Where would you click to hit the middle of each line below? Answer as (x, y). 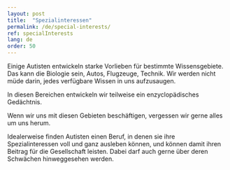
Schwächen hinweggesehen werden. (60, 159)
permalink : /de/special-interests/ (59, 27)
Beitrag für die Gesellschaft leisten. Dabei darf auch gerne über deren (108, 151)
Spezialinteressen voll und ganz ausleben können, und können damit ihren (114, 144)
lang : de (20, 40)
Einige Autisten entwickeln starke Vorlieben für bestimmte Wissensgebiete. (115, 66)
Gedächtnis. (24, 102)
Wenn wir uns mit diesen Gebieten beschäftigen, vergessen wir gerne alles (115, 115)
